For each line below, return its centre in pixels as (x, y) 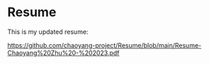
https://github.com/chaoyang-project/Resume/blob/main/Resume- (104, 45)
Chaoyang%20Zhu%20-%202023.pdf (63, 53)
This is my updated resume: (48, 32)
